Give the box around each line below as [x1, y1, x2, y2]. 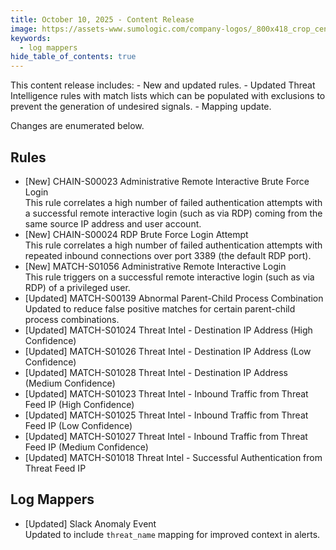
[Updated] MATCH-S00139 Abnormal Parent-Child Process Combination [24, 292, 324, 304]
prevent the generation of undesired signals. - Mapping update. [10, 101, 272, 113]
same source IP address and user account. [24, 217, 202, 230]
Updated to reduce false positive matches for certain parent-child [24, 302, 296, 315]
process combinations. [24, 313, 120, 325]
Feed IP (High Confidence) [24, 398, 135, 410]
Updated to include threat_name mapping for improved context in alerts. [24, 528, 321, 540]
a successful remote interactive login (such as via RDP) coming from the [24, 207, 323, 219]
